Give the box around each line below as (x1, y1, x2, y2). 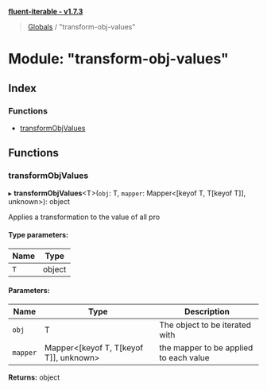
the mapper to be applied (158, 342, 253, 353)
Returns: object (8, 373, 60, 382)
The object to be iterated (158, 319, 252, 330)
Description (184, 306, 230, 317)
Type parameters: (8, 230, 69, 240)
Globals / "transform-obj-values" (27, 22, 136, 31)
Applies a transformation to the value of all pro (8, 212, 161, 222)
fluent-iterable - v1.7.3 (8, 7, 83, 16)
